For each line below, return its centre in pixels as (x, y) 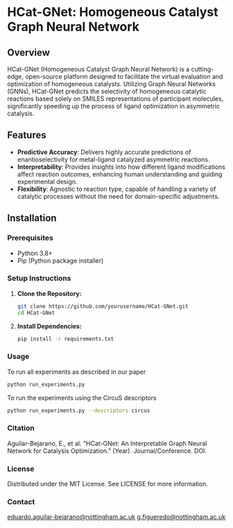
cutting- (202, 69)
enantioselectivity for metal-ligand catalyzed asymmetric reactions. (113, 159)
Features (27, 135)
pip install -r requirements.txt (66, 339)
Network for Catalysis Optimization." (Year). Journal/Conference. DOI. (107, 451)
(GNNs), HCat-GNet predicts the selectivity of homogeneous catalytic (107, 91)
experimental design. (47, 181)
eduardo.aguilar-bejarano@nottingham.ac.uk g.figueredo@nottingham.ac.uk (116, 517)
